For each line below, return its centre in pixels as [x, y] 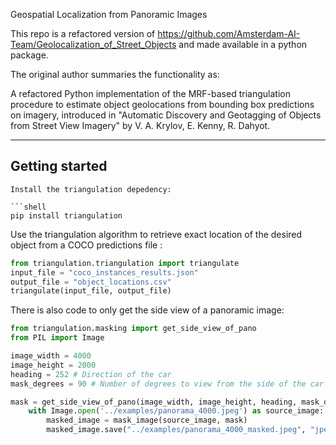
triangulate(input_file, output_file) [91, 291]
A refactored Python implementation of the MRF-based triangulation [150, 93]
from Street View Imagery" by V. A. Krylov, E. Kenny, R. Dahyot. [140, 125]
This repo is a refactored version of [83, 33]
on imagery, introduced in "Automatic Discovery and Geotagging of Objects [166, 115]
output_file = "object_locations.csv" [91, 282]
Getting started [59, 166]
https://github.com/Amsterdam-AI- [229, 33]
